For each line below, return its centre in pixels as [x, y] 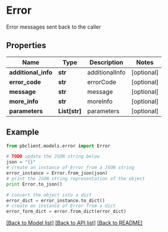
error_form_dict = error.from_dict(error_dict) [66, 212]
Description [106, 62]
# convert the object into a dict [49, 195]
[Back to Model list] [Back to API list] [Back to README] [74, 223]
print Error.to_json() [34, 184]
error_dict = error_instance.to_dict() [56, 200]
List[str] [70, 111]
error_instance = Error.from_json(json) [57, 173]
